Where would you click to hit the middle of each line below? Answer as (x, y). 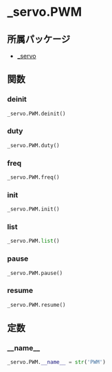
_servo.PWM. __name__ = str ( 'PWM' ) (57, 362)
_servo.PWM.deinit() (37, 113)
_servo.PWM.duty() (33, 145)
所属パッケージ (39, 39)
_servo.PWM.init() (33, 209)
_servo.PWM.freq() (33, 177)
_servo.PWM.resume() (37, 305)
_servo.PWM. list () (33, 241)
